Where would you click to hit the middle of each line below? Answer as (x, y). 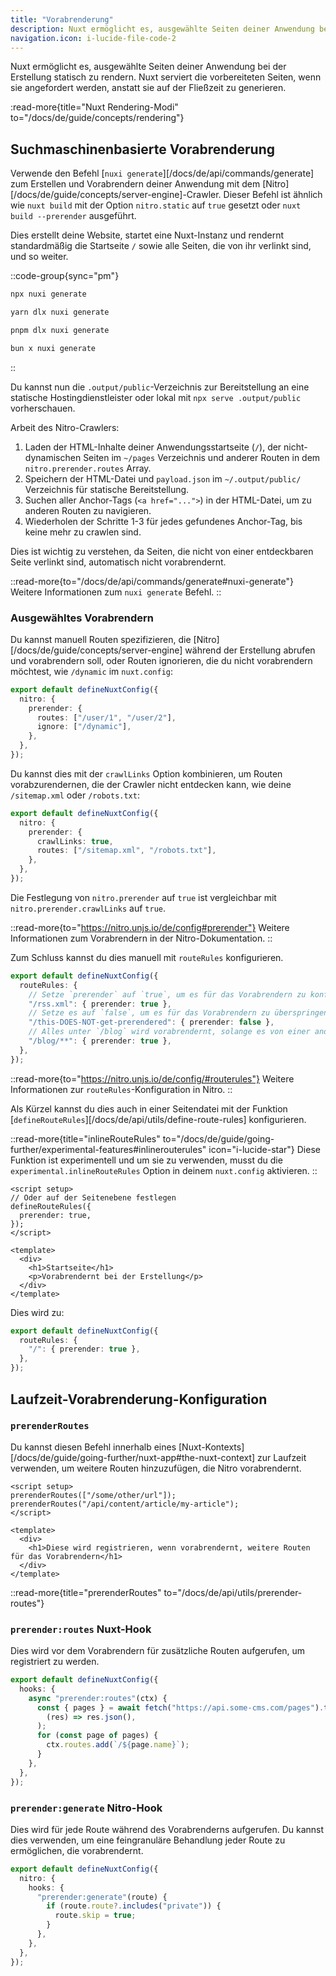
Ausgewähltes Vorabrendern (82, 618)
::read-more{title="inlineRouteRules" (85, 1138)
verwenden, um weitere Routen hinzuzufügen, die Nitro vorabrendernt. (156, 1468)
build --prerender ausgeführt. (73, 216)
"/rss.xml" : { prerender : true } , (100, 1004)
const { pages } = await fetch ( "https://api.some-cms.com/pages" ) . (180, 1707)
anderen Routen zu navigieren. (88, 510)
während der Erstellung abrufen (250, 650)
